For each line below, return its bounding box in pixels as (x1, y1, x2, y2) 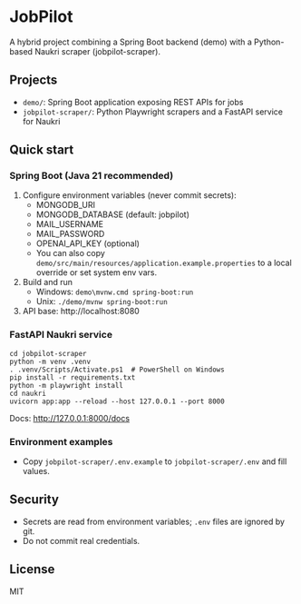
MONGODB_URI (35, 200, 95, 211)
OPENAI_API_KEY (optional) (35, 238, 141, 249)
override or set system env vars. (35, 267, 157, 278)
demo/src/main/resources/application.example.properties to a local (35, 257, 292, 269)
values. (22, 466, 50, 477)
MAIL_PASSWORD (35, 229, 105, 240)
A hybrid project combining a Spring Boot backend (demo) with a (9, 36, 252, 47)
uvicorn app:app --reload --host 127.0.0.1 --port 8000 (9, 397, 225, 406)
